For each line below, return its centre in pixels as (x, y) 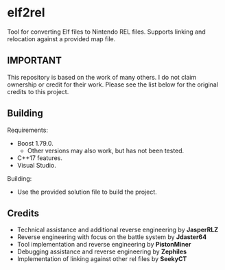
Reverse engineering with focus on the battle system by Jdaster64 (112, 237)
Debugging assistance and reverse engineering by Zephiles (102, 251)
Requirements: (27, 130)
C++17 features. (40, 158)
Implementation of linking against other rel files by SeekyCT (102, 259)
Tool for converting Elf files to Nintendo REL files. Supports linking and (106, 32)
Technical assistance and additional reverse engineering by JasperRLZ (118, 230)
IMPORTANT (34, 61)
